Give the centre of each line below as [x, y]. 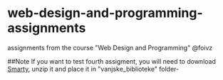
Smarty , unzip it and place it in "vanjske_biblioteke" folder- [93, 69]
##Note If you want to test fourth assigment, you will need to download [111, 61]
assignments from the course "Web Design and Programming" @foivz [110, 47]
